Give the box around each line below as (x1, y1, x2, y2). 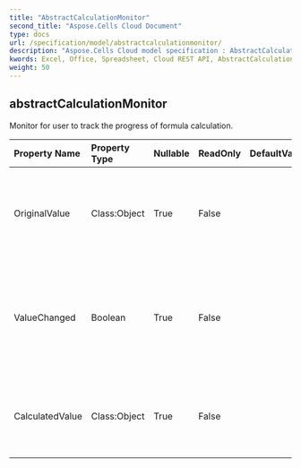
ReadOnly (198, 147, 242, 160)
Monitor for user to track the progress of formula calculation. (9, 120, 234, 131)
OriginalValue (13, 207, 71, 220)
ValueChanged (13, 311, 76, 324)
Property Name (13, 147, 81, 160)
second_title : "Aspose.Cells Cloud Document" (9, 22, 182, 30)
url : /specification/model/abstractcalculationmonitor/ (9, 38, 222, 48)
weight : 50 (9, 64, 50, 73)
